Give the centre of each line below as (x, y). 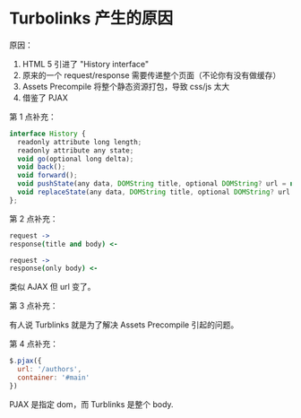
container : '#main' (54, 378)
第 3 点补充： (34, 306)
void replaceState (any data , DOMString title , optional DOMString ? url (154, 192)
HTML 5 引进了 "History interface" (86, 64)
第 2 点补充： (34, 218)
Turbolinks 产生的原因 (91, 18)
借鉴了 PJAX (45, 97)
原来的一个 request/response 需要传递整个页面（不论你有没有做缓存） (151, 75)
